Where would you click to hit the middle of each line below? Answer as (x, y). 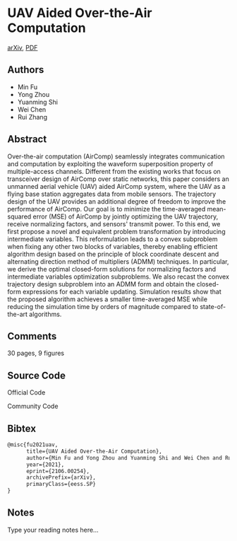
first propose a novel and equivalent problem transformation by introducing (116, 231)
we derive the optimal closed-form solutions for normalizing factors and (112, 269)
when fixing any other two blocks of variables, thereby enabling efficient (113, 246)
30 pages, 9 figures (36, 353)
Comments (32, 336)
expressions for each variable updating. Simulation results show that (122, 291)
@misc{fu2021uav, (33, 445)
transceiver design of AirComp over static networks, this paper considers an (118, 179)
